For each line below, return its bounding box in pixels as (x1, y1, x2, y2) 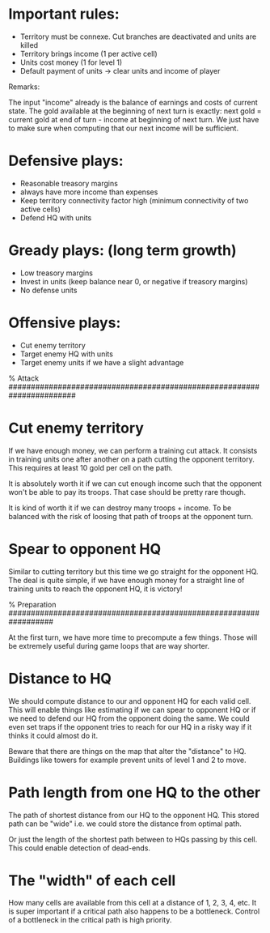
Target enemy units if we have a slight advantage (19, 357, 184, 367)
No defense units (19, 285, 78, 295)
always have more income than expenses (19, 187, 158, 197)
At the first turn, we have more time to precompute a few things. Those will (8, 633, 258, 642)
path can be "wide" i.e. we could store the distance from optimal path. (8, 819, 243, 829)
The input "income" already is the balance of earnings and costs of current (8, 97, 259, 107)
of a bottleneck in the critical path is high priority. (8, 915, 172, 925)
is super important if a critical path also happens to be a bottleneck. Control (8, 906, 260, 916)
